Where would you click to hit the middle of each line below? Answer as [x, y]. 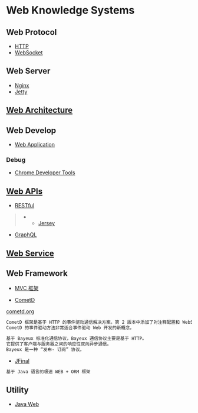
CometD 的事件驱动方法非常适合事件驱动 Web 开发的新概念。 [70, 328]
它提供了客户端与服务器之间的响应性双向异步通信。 [59, 344]
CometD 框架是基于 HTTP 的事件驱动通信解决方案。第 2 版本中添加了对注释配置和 [93, 323]
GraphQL [26, 235]
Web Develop [31, 130]
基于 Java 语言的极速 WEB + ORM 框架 [48, 372]
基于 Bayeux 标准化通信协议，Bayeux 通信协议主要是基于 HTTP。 [76, 339]
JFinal [22, 360]
